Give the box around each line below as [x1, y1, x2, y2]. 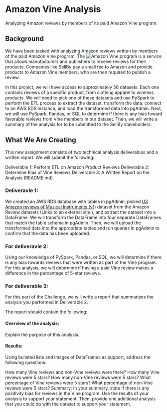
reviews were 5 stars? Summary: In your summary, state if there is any [5, 385, 150, 391]
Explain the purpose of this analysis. [5, 331, 80, 337]
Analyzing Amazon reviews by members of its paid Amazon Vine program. [5, 20, 158, 26]
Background [5, 34, 44, 43]
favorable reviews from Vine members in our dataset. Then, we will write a [5, 116, 158, 122]
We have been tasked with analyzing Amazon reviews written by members [5, 47, 158, 53]
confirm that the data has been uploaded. [5, 230, 91, 236]
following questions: [5, 359, 47, 365]
